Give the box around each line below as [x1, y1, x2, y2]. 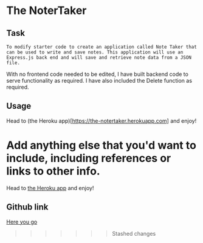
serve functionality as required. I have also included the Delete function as [6, 77, 193, 84]
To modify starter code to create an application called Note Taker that [6, 44, 198, 50]
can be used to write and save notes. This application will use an [6, 49, 184, 55]
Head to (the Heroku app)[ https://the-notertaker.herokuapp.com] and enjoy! [6, 117, 197, 125]
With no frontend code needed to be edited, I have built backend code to [6, 70, 188, 78]
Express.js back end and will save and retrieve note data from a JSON [6, 55, 191, 61]
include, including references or [6, 151, 171, 165]
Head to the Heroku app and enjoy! [6, 184, 94, 191]
